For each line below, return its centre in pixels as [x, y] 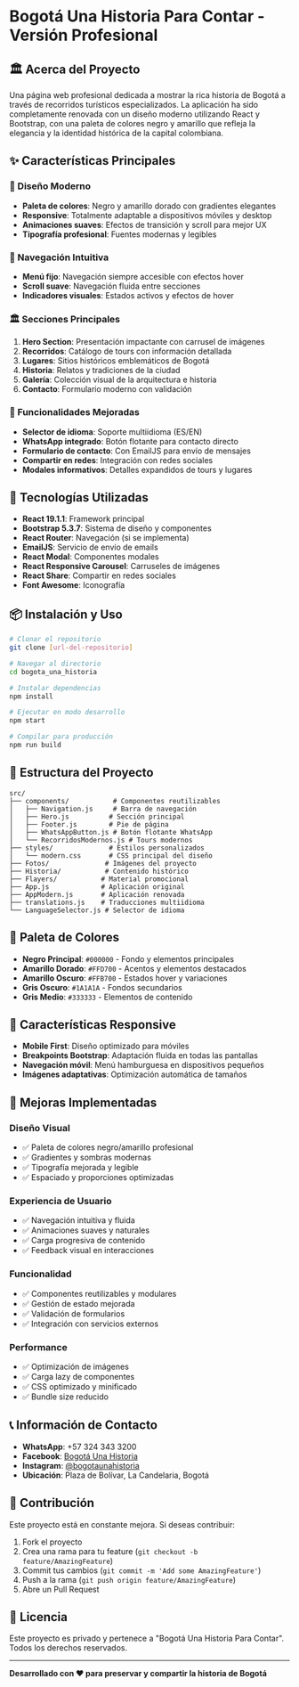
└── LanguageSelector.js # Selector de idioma [97, 910]
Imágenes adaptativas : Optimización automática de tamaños [134, 1074]
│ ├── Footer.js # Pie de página [89, 824]
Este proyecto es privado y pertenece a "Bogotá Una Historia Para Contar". [147, 1638]
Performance [39, 1347]
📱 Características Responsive [93, 1025]
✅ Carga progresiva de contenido [83, 1241]
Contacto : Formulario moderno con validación [107, 389]
